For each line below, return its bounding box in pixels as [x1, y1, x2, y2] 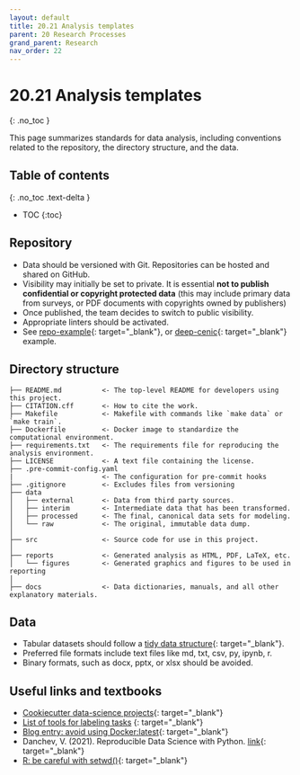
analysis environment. [9, 449, 94, 458]
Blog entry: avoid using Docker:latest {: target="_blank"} [22, 726, 229, 737]
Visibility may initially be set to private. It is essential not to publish [22, 278, 269, 289]
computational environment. [9, 432, 115, 441]
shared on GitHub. [22, 269, 91, 280]
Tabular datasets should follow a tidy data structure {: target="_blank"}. [22, 638, 285, 649]
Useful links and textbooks [9, 683, 163, 699]
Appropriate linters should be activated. [22, 316, 169, 327]
